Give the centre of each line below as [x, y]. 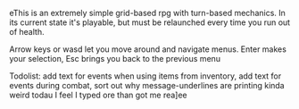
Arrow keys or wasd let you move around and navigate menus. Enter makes [148, 49]
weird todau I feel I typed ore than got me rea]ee [98, 95]
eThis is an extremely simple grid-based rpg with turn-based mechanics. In [147, 13]
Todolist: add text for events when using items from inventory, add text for [145, 76]
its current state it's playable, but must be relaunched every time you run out [150, 22]
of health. [27, 32]
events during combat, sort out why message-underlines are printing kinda [147, 85]
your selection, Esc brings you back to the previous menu [115, 59]
